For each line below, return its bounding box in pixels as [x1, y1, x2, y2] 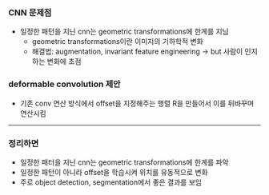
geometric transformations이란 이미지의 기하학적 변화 [31, 37, 204, 46]
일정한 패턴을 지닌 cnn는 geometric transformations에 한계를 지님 [19, 26, 230, 37]
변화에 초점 [46, 57, 82, 66]
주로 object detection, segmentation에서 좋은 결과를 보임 [19, 177, 203, 187]
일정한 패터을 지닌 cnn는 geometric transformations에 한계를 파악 [19, 157, 230, 167]
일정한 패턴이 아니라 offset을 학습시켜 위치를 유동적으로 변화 [19, 167, 208, 177]
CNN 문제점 [8, 6, 52, 18]
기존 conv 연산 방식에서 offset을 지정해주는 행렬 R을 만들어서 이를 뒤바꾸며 [19, 98, 255, 108]
